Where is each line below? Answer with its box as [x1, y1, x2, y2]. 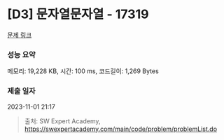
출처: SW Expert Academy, [24, 116, 101, 125]
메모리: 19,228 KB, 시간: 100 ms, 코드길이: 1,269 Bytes [7, 67, 159, 75]
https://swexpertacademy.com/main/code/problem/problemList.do [24, 125, 218, 133]
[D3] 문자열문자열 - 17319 [7, 6, 149, 22]
